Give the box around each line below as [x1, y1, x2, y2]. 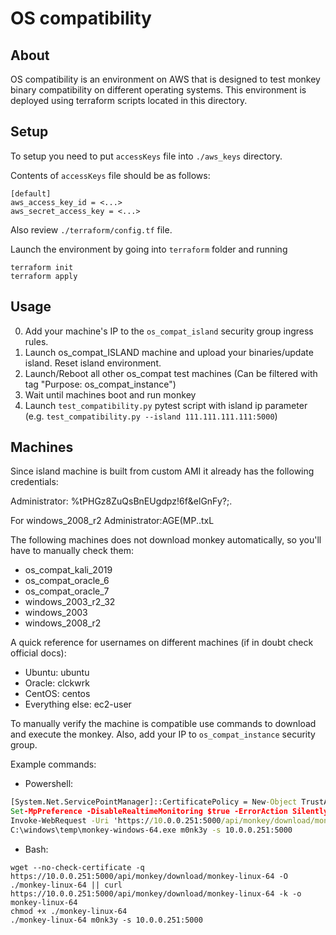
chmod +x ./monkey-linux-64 [10, 906, 128, 916]
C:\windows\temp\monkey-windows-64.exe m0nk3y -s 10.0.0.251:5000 [10, 825, 293, 836]
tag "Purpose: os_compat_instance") [24, 378, 177, 390]
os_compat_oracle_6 [24, 575, 110, 587]
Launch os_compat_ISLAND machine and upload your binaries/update [24, 346, 314, 358]
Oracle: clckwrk [24, 677, 90, 689]
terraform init [10, 262, 74, 272]
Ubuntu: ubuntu [24, 667, 90, 679]
